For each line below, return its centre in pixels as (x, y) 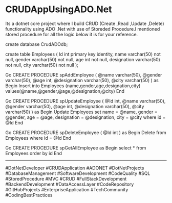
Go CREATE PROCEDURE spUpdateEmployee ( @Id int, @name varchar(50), (85, 101)
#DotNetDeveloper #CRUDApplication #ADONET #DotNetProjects (75, 168)
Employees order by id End (34, 153)
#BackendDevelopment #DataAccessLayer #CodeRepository (70, 184)
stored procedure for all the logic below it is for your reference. (72, 34)
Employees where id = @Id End (38, 138)
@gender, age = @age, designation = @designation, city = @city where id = (85, 117)
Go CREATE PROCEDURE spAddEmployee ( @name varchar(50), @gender (84, 74)
